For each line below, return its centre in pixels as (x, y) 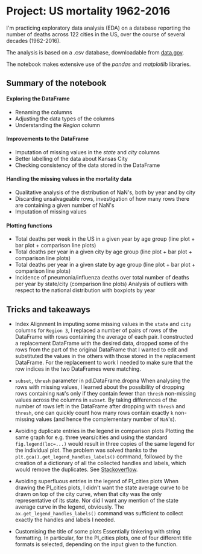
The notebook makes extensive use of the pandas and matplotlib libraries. (99, 64)
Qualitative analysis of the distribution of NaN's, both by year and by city (105, 192)
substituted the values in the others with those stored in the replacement (105, 356)
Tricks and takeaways (48, 309)
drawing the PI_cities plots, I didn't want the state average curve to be (102, 487)
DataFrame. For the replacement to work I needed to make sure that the (104, 362)
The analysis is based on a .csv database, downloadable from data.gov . (95, 52)
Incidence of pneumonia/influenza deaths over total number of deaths (102, 278)
